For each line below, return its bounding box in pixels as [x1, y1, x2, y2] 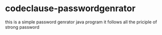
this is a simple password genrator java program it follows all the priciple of [5, 19, 158, 25]
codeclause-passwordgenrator [5, 3, 136, 14]
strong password [5, 24, 39, 30]
